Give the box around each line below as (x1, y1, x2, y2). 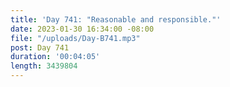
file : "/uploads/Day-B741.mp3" (10, 33, 141, 43)
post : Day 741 (10, 42, 70, 53)
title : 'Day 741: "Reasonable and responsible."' (10, 14, 222, 25)
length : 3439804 (10, 61, 78, 71)
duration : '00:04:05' (10, 52, 101, 62)
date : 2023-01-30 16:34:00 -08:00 (10, 24, 155, 34)
